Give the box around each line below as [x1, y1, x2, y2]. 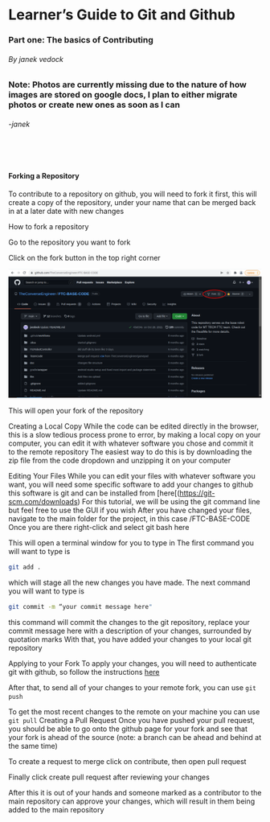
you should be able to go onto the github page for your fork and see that [8, 724, 247, 734]
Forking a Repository [8, 171, 80, 181]
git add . [8, 563, 42, 572]
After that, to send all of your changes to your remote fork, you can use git [8, 682, 257, 693]
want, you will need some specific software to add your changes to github [8, 480, 254, 490]
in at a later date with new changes [8, 206, 125, 216]
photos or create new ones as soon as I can [8, 99, 181, 110]
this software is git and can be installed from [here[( [8, 488, 180, 498]
